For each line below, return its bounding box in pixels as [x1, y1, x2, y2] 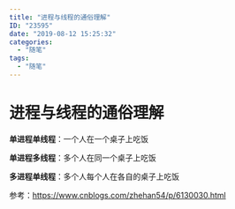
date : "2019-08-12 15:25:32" [9, 29, 117, 38]
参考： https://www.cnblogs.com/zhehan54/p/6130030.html [9, 190, 227, 200]
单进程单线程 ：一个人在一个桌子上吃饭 [9, 133, 148, 144]
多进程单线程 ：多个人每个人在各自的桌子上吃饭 [9, 171, 179, 182]
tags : [9, 54, 29, 63]
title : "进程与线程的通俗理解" [9, 12, 111, 22]
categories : [9, 37, 53, 47]
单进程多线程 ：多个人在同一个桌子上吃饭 [9, 152, 156, 163]
